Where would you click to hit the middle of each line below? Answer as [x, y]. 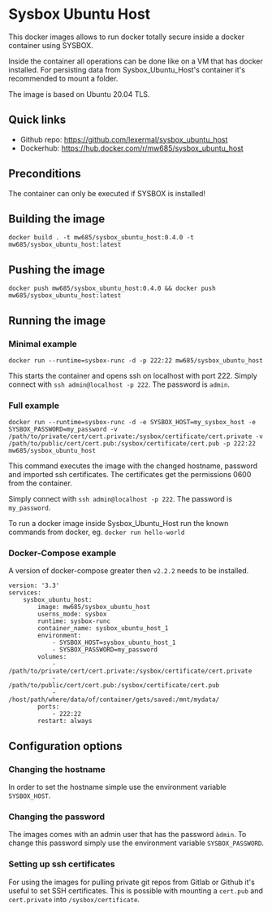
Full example [34, 406]
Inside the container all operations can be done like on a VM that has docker [136, 61]
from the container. [41, 483]
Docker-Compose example [63, 553]
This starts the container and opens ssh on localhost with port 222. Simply [133, 375]
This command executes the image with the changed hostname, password [133, 466]
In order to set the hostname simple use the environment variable [117, 787]
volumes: [52, 657]
